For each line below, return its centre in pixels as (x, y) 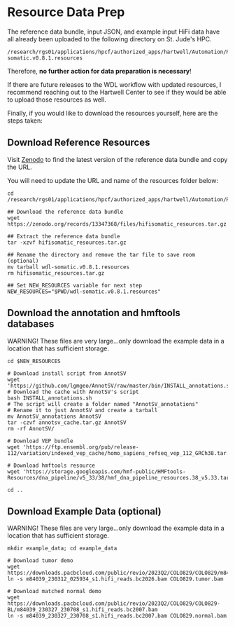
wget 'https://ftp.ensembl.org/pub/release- (73, 447)
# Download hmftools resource (51, 465)
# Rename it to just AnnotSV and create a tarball (83, 410)
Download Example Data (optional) (85, 511)
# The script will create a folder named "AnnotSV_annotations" (103, 404)
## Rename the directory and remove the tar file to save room (101, 254)
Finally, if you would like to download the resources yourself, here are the (113, 113)
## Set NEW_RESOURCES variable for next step (74, 285)
